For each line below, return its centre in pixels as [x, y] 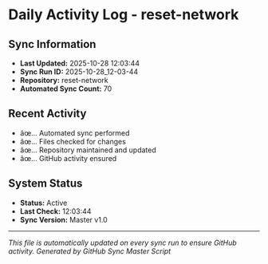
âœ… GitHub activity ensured [68, 158]
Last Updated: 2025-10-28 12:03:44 [80, 63]
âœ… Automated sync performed [75, 132]
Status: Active [43, 203]
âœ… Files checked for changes [73, 141]
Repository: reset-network [64, 80]
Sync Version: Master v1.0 [63, 219]
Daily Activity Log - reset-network [124, 15]
